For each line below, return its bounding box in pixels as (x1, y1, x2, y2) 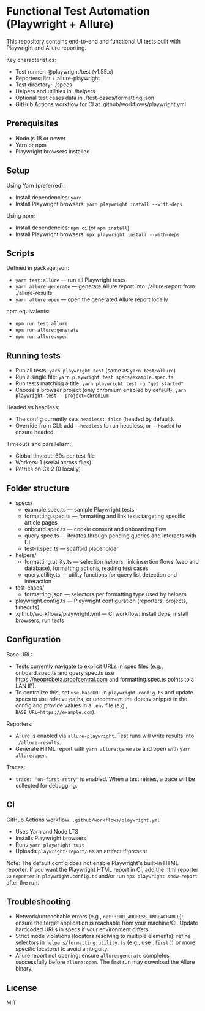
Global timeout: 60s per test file (15, 452, 95, 459)
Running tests (6, 350, 61, 361)
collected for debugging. (15, 782, 78, 789)
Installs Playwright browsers (15, 834, 87, 842)
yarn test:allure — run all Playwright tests (15, 276, 125, 283)
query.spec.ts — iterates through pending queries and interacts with (24, 532, 197, 539)
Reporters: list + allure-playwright (15, 74, 100, 82)
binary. (15, 965, 33, 972)
